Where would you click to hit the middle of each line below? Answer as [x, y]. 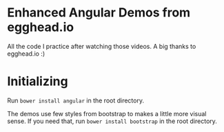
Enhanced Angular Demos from [99, 13]
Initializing [38, 81]
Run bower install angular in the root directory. [76, 100]
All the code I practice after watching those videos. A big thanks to [102, 46]
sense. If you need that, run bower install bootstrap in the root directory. [112, 121]
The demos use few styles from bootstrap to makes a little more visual [107, 113]
